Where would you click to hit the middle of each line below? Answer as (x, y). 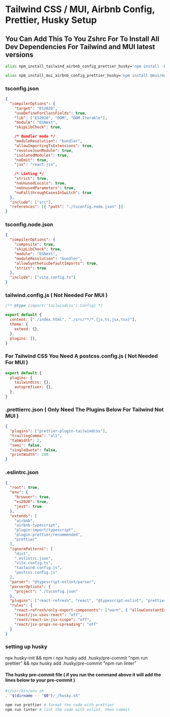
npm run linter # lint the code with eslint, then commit (68, 709)
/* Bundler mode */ (35, 136)
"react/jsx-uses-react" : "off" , (48, 615)
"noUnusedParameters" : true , (45, 188)
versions (19, 55)
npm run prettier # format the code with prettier (60, 705)
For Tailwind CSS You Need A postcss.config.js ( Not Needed (82, 356)
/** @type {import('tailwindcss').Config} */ (54, 306)
